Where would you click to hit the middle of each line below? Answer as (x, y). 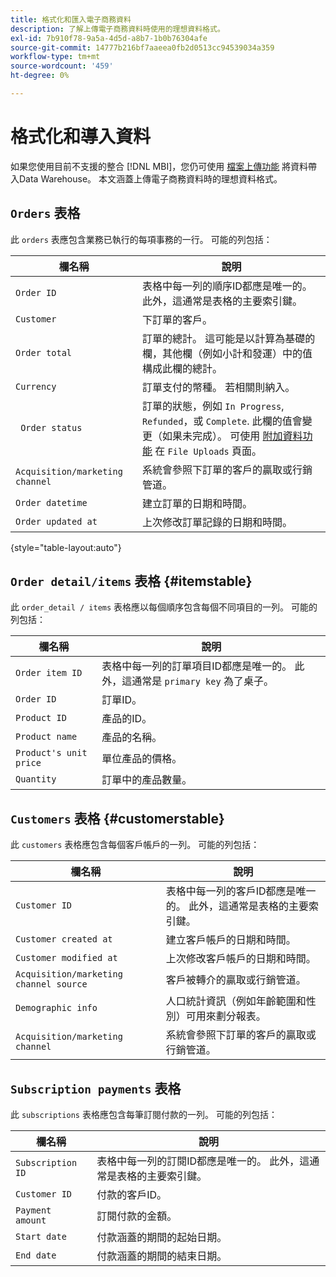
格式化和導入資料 (81, 137)
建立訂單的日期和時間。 (197, 503)
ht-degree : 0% (40, 76)
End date (36, 1255)
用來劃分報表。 (231, 1016)
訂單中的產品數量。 (147, 780)
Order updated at (56, 521)
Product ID (41, 718)
